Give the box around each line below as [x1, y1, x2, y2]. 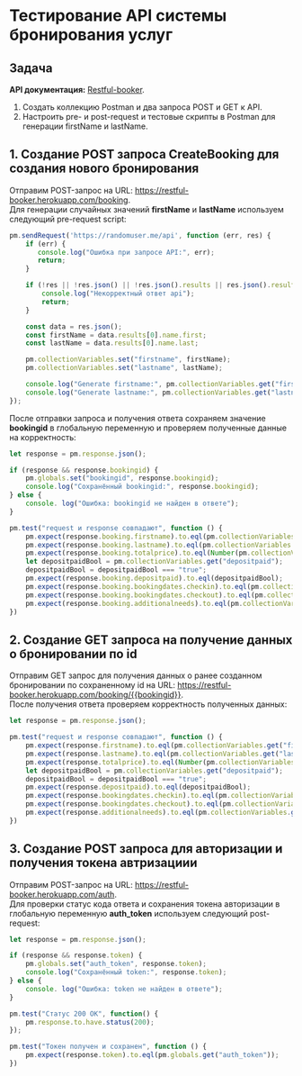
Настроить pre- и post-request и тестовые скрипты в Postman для [22, 112, 276, 122]
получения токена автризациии [9, 855, 198, 871]
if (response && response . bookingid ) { [9, 466, 159, 475]
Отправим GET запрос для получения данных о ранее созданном [9, 670, 262, 681]
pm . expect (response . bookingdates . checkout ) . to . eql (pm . [25, 800, 235, 809]
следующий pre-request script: [9, 213, 128, 224]
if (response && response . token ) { [9, 951, 143, 960]
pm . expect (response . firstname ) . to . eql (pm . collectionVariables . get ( [25, 741, 283, 750]
